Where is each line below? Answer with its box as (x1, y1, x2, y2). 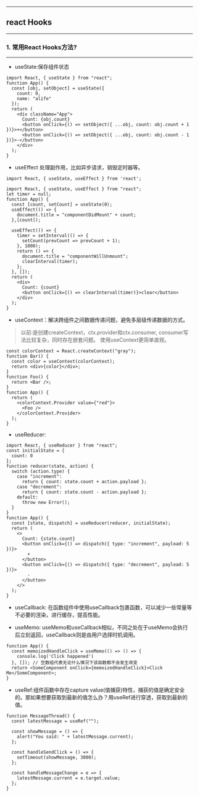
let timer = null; (6, 191, 52, 197)
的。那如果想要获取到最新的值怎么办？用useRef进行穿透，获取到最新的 (14, 694, 188, 701)
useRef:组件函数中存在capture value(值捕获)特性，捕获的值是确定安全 (14, 686, 185, 693)
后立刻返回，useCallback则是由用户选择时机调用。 (14, 631, 139, 638)
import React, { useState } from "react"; (6, 75, 113, 81)
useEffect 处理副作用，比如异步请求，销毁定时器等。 (14, 164, 144, 171)
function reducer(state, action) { (6, 463, 94, 470)
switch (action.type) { (11, 468, 70, 474)
